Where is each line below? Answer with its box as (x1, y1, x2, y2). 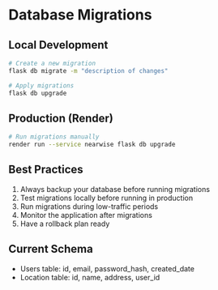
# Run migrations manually (8, 133, 100, 141)
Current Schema (8, 242, 93, 256)
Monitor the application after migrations (19, 210, 152, 220)
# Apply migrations (8, 81, 75, 90)
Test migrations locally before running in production (19, 193, 193, 203)
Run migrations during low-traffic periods (19, 201, 159, 211)
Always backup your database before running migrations (19, 184, 211, 194)
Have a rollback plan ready (19, 219, 110, 228)
